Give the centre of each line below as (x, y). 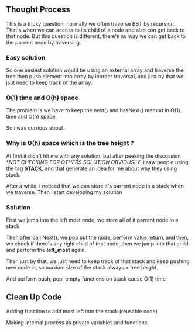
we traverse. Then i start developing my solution (64, 192)
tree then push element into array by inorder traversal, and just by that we (95, 77)
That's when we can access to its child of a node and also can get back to (95, 30)
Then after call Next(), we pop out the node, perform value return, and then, (97, 237)
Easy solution (26, 57)
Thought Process (38, 10)
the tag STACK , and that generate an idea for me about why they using (92, 168)
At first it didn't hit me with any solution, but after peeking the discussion (94, 156)
